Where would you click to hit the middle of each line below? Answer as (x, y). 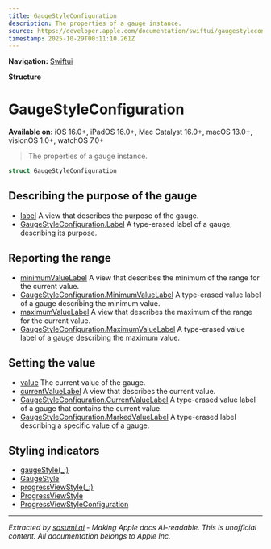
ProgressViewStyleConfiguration (74, 505)
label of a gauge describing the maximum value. (100, 337)
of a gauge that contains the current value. (91, 408)
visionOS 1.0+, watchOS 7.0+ (56, 140)
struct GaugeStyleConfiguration (63, 171)
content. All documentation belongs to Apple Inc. (90, 536)
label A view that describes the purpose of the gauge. (109, 216)
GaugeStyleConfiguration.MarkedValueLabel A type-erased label (128, 417)
